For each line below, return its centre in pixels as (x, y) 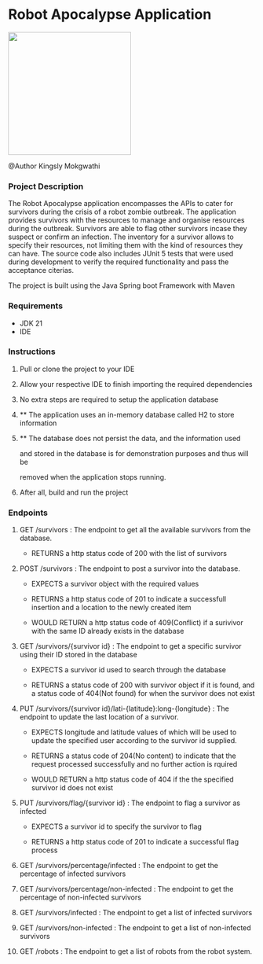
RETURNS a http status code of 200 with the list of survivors (129, 554)
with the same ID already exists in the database (108, 631)
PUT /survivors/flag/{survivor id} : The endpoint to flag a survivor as (130, 803)
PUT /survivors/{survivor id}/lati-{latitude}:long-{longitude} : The (124, 708)
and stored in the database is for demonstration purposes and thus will (134, 453)
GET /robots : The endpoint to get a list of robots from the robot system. (136, 951)
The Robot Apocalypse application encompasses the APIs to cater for (121, 204)
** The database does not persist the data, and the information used (130, 438)
